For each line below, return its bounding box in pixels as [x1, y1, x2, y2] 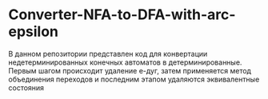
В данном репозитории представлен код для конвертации [8, 49, 208, 58]
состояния [8, 82, 45, 93]
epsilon [8, 22, 58, 41]
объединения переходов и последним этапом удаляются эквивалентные [8, 74, 260, 84]
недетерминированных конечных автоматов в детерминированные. [8, 57, 242, 67]
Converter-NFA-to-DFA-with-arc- [8, 6, 236, 24]
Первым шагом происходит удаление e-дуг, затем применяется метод [8, 65, 252, 75]
